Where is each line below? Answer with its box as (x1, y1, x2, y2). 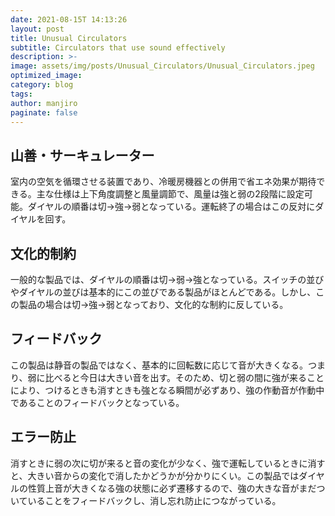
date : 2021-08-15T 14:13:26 (10, 14, 128, 25)
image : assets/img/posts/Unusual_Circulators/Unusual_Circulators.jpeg (10, 61, 315, 71)
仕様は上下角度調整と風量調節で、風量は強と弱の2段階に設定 (53, 188, 305, 200)
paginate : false (10, 107, 78, 118)
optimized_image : (10, 71, 83, 81)
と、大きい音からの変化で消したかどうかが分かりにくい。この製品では (10, 469, 300, 481)
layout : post (10, 24, 65, 34)
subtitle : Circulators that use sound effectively (10, 42, 226, 53)
